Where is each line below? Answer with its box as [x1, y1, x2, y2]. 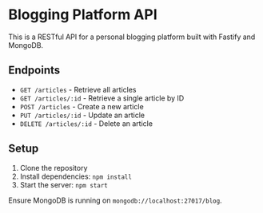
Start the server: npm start [19, 179, 108, 189]
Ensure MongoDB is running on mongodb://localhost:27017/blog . [8, 195, 222, 205]
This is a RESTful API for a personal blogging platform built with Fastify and [8, 32, 256, 41]
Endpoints [8, 64, 61, 77]
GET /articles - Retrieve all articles [19, 85, 137, 94]
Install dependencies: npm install [19, 172, 132, 181]
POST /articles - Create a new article [19, 101, 144, 111]
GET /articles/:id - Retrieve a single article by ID [19, 93, 185, 103]
